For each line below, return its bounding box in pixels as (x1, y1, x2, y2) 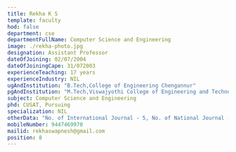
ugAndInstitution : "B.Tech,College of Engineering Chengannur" (7, 82, 197, 89)
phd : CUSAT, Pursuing (7, 102, 71, 109)
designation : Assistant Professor (7, 50, 109, 57)
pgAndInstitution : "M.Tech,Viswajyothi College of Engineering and (7, 88, 209, 95)
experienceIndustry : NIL (7, 75, 80, 83)
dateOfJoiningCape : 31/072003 (7, 62, 96, 69)
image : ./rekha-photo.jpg (7, 43, 83, 50)
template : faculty (7, 17, 61, 24)
